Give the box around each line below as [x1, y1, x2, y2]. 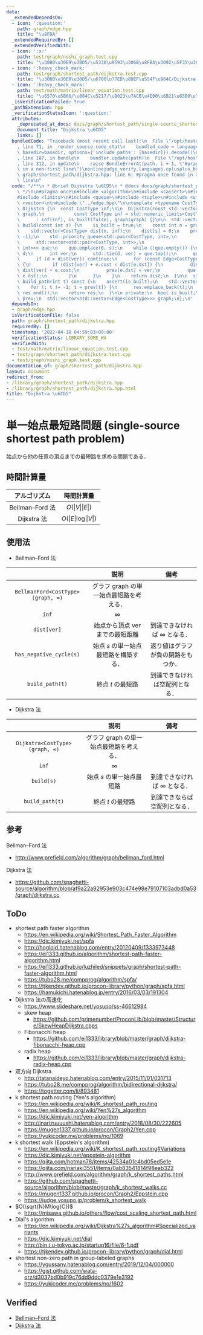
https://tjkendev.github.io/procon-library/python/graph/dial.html [24, 1248, 183, 1255]
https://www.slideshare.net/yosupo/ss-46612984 [24, 1003, 147, 1010]
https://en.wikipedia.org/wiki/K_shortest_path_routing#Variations [24, 1145, 186, 1152]
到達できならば [150, 793, 193, 801]
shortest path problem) [6, 432, 125, 446]
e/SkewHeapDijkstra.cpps [33, 1022, 98, 1029]
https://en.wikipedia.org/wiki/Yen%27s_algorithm [24, 1107, 147, 1114]
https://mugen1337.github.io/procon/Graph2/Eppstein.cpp [24, 1190, 168, 1197]
